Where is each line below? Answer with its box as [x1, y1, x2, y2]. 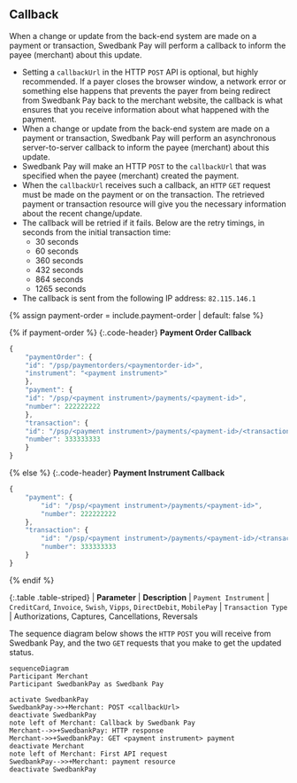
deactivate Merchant [9, 741, 86, 750]
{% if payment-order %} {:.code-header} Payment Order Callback [9, 327, 252, 338]
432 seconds [34, 264, 84, 275]
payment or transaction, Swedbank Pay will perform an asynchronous [21, 132, 277, 143]
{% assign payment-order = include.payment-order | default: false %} [9, 309, 263, 320]
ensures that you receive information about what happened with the [21, 104, 270, 114]
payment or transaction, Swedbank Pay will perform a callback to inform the [9, 40, 286, 51]
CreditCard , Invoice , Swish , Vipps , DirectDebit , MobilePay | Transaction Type [9, 601, 288, 612]
